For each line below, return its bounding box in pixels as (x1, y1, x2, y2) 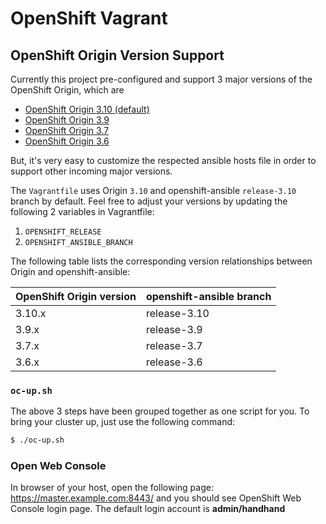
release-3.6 (145, 355, 203, 369)
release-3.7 (145, 339, 203, 352)
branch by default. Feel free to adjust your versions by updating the (10, 195, 288, 207)
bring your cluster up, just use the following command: (10, 416, 236, 428)
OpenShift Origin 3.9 (24, 114, 110, 126)
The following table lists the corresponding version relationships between (10, 255, 313, 267)
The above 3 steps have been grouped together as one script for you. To (10, 405, 310, 417)
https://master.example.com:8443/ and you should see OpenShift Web (10, 492, 302, 504)
